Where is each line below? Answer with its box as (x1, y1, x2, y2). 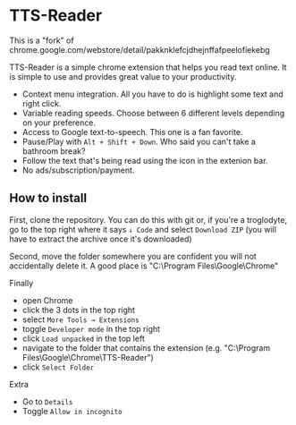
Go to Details (21, 395, 73, 407)
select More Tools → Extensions (21, 314, 140, 325)
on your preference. (21, 117, 97, 128)
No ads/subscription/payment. (21, 165, 135, 175)
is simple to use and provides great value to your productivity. (9, 71, 237, 81)
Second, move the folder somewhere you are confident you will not (9, 251, 257, 261)
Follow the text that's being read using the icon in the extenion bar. (21, 155, 268, 166)
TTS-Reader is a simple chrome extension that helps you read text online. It (9, 62, 288, 72)
